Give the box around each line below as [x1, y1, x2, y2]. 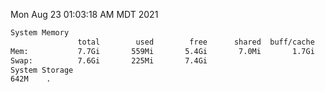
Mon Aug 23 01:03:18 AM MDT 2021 [10, 9, 159, 20]
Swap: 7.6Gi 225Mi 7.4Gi [10, 55, 208, 66]
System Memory [10, 28, 70, 38]
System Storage [10, 65, 74, 75]
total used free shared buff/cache [77, 37, 315, 47]
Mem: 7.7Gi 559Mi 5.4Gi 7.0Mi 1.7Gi [10, 46, 315, 56]
